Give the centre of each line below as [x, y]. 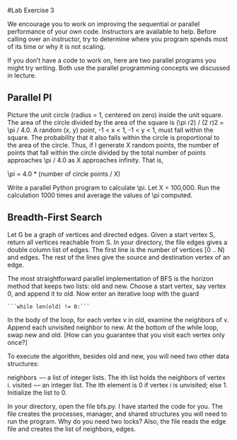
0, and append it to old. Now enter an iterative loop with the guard [103, 293]
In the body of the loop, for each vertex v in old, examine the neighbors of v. [118, 319]
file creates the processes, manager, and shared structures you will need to [117, 414]
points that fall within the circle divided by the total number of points [107, 153]
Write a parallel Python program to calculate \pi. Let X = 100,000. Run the [114, 187]
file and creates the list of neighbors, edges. [72, 429]
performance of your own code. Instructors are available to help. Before [112, 32]
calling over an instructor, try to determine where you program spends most [118, 39]
